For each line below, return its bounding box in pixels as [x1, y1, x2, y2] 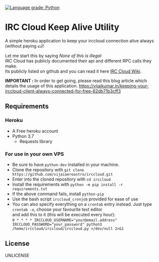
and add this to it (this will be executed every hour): [12, 211, 116, 217]
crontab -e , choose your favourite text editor [12, 206, 102, 212]
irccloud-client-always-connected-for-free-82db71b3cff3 [5, 88, 121, 94]
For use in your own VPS [5, 150, 64, 157]
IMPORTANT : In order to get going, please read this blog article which [5, 78, 147, 83]
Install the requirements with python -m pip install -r [12, 181, 123, 187]
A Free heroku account [12, 128, 59, 134]
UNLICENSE [5, 252, 30, 258]
